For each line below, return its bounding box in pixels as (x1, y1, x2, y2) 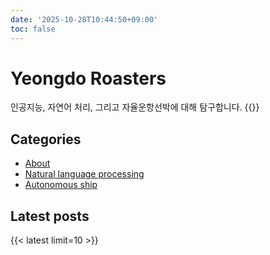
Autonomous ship (24, 179, 98, 191)
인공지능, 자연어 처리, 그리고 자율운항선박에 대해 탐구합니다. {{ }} (10, 101, 260, 113)
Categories (10, 131, 82, 148)
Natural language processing (24, 168, 145, 180)
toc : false (10, 24, 56, 34)
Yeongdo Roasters (10, 67, 167, 90)
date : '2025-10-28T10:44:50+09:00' (10, 14, 159, 25)
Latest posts (10, 207, 90, 225)
